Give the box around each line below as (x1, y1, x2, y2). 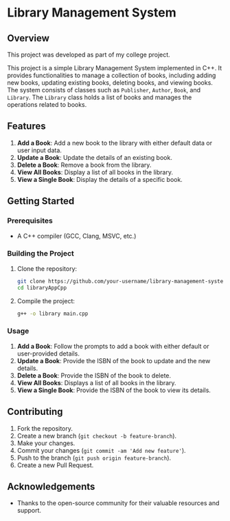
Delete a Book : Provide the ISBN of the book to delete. (16, 371, 172, 380)
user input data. (16, 146, 62, 154)
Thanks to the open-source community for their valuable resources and (16, 499, 220, 507)
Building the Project (7, 249, 74, 258)
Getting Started (7, 195, 75, 207)
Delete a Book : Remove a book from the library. (16, 161, 152, 169)
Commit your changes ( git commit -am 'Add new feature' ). (16, 446, 187, 454)
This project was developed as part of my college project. (7, 50, 170, 59)
